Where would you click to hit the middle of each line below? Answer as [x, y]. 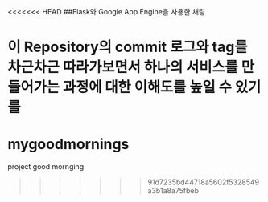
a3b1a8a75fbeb [173, 191]
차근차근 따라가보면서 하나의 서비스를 [123, 67]
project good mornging [46, 167]
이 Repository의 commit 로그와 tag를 [128, 47]
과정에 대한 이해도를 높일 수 [147, 87]
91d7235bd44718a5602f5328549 [204, 182]
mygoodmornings [68, 145]
